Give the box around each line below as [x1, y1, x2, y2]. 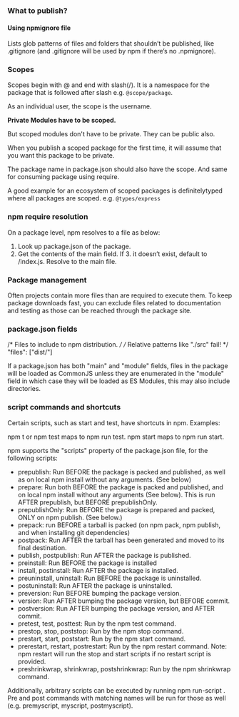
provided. [17, 657, 46, 666]
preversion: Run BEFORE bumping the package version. [17, 589, 182, 597]
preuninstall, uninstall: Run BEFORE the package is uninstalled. [17, 574, 202, 582]
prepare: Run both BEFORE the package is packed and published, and [17, 482, 223, 491]
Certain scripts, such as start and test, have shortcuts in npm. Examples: [7, 418, 220, 427]
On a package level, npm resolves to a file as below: [7, 228, 161, 237]
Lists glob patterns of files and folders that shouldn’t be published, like [7, 39, 215, 48]
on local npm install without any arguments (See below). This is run [17, 490, 215, 499]
